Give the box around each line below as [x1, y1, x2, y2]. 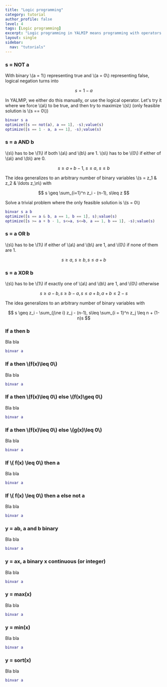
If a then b [5, 327, 30, 334]
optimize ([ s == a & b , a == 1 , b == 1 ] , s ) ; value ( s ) [5, 214, 117, 219]
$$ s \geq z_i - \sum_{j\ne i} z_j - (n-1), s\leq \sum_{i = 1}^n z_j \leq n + [7, 310, 153, 316]
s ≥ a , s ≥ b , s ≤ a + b [61, 256, 106, 263]
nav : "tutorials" [9, 45, 46, 50]
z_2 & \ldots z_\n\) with [5, 180, 52, 186]
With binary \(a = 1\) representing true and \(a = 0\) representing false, [5, 72, 150, 78]
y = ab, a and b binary [5, 525, 58, 532]
